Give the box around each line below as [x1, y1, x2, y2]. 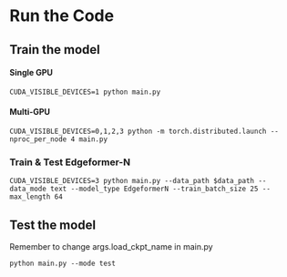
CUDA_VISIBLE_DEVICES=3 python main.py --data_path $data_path [9, 177, 255, 186]
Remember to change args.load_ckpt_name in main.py [9, 241, 213, 252]
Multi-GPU [9, 107, 51, 118]
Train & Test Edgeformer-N [9, 156, 130, 169]
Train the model [9, 42, 100, 57]
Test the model [9, 217, 97, 232]
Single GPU [9, 67, 53, 78]
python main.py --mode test [9, 259, 117, 269]
